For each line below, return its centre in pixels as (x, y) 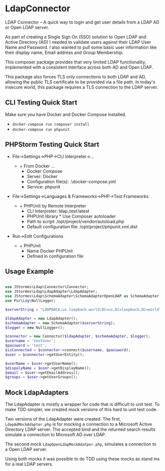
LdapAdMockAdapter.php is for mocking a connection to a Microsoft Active (79, 424)
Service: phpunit (43, 186)
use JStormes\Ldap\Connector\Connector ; (47, 287)
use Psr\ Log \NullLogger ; (30, 301)
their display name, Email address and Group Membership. (64, 52)
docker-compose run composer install (51, 124)
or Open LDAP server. (27, 27)
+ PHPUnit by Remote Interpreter (53, 206)
